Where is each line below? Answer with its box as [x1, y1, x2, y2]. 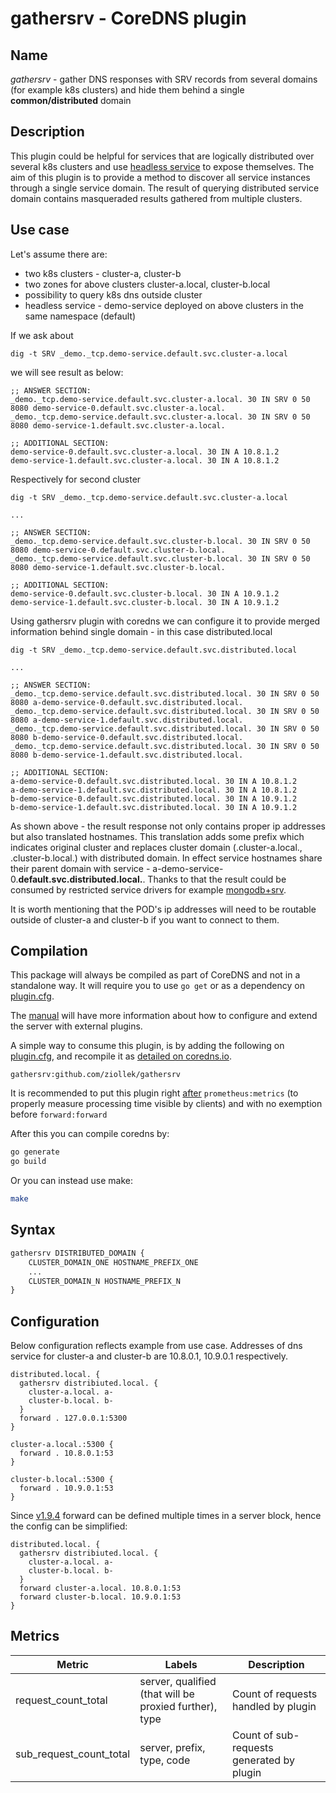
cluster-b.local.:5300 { [10, 1475, 114, 1485]
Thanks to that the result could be [147, 873, 287, 885]
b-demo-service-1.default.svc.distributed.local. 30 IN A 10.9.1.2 [10, 802, 298, 812]
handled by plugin [231, 1699, 317, 1713]
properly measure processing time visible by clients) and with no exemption [10, 1098, 323, 1110]
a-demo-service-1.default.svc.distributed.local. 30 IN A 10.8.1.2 [10, 785, 298, 795]
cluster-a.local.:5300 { [10, 1440, 114, 1450]
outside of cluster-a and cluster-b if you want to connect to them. [10, 913, 280, 926]
